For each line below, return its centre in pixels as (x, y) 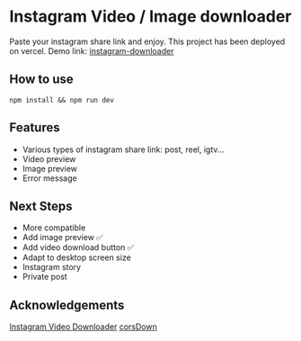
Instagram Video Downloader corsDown (83, 327)
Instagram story (52, 267)
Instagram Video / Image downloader (150, 17)
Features (35, 128)
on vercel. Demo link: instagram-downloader (92, 50)
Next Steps (41, 206)
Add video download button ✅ (78, 247)
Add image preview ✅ (62, 238)
